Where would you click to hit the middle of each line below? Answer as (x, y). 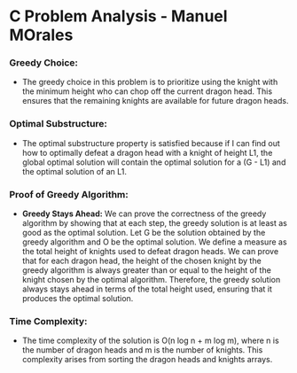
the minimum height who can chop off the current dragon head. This (147, 91)
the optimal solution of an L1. (74, 171)
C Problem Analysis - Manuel (118, 16)
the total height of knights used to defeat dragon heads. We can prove (150, 252)
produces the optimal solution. (78, 299)
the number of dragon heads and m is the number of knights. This (142, 350)
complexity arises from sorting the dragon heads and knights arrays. (147, 360)
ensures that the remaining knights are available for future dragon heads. (155, 101)
